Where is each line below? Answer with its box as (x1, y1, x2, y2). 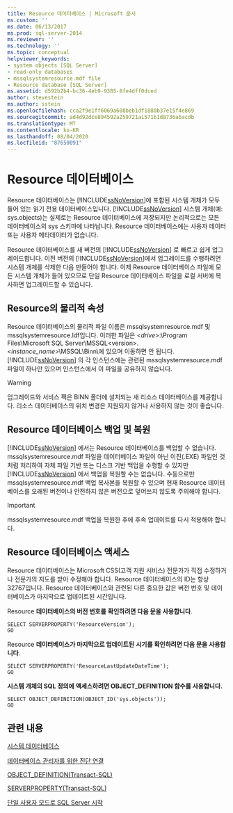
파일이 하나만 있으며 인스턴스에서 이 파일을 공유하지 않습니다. (7, 364, 172, 373)
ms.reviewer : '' (7, 36, 54, 43)
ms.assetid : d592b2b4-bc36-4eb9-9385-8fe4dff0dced (7, 88, 157, 95)
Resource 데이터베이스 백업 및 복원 (7, 424, 151, 435)
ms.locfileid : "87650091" (7, 140, 82, 147)
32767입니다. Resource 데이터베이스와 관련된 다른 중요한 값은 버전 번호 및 (7, 583, 210, 592)
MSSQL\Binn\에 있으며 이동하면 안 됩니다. (61, 347, 175, 355)
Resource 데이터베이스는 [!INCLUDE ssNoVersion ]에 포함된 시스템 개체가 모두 (7, 196, 220, 204)
